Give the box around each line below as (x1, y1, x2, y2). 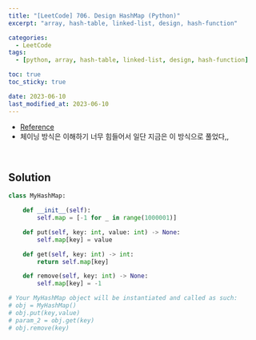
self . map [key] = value (37, 236, 113, 244)
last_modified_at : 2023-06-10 (8, 99, 110, 108)
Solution (8, 170, 51, 184)
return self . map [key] (37, 257, 110, 265)
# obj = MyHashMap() (8, 302, 78, 310)
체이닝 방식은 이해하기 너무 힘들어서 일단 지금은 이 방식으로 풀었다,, (19, 132, 230, 141)
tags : (8, 49, 26, 57)
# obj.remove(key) (8, 324, 70, 332)
